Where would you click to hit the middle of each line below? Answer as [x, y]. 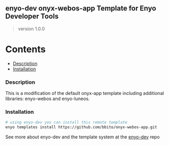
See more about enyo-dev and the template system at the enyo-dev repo [83, 137]
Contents [26, 49]
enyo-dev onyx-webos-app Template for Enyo [81, 8]
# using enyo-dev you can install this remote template [66, 123]
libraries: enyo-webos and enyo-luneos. [48, 99]
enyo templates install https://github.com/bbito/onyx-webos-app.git [81, 127]
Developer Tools [32, 17]
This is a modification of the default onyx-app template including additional [85, 93]
